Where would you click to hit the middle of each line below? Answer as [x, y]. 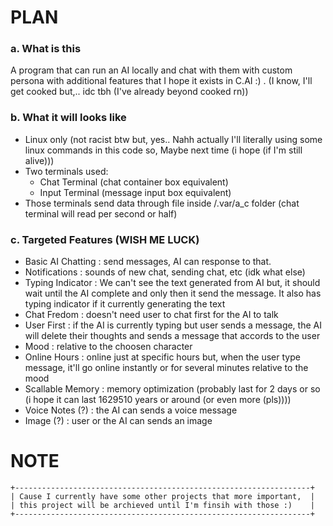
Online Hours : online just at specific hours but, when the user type [162, 357]
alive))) [39, 160]
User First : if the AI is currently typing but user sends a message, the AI [173, 325]
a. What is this [46, 49]
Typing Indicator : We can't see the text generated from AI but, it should [172, 283]
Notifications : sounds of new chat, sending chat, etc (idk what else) [165, 272]
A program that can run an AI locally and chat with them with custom [151, 70]
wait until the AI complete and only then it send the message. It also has [173, 293]
